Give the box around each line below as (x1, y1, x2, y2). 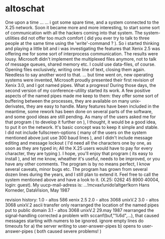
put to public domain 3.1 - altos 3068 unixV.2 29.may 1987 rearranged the (5, 207, 154, 213)
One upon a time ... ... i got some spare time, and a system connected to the (5, 19, 159, 25)
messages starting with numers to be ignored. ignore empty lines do (5, 218, 144, 224)
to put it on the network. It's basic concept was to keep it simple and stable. (5, 124, 159, 130)
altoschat (5, 3, 45, 14)
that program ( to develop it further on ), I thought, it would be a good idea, (5, 119, 157, 125)
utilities (5, 35, 20, 41)
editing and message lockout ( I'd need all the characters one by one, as (5, 140, 152, 146)
